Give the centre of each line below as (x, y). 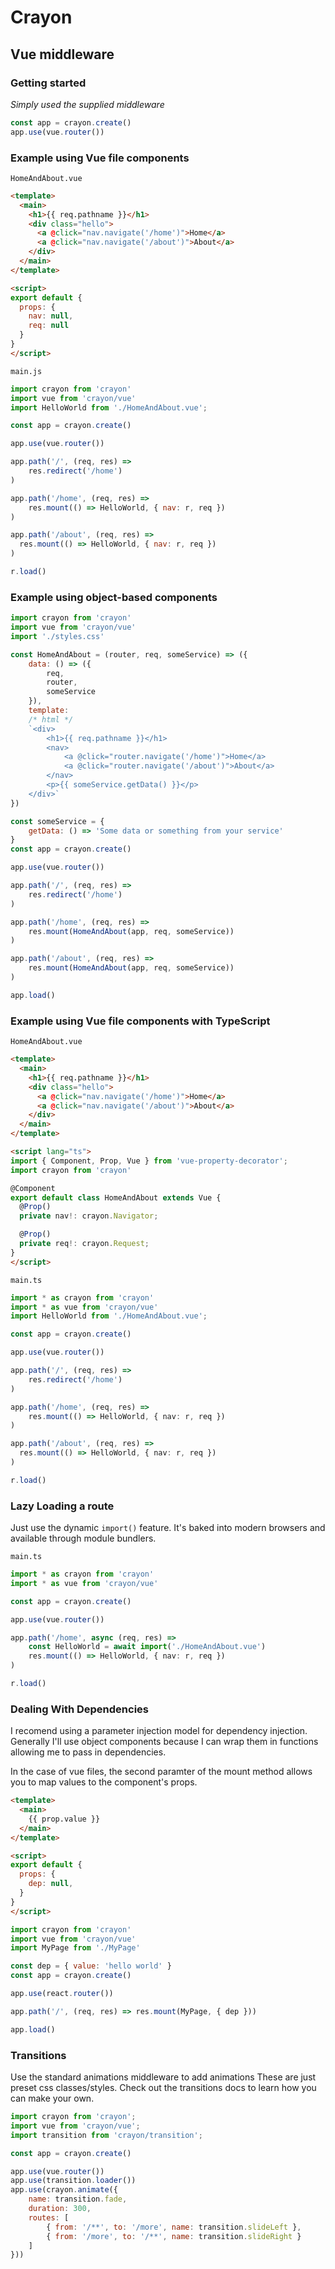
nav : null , (51, 316)
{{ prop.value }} (64, 1819)
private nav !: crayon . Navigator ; (89, 1216)
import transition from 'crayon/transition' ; (106, 2135)
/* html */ (51, 719)
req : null (49, 326)
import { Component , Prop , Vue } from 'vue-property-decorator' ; (149, 1161)
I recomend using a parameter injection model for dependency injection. (159, 1731)
